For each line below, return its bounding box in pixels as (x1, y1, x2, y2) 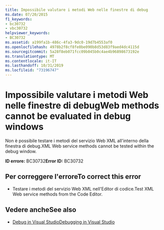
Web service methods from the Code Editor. (12, 191, 103, 197)
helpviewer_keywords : (5, 30, 50, 35)
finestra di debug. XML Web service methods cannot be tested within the (5, 143, 155, 149)
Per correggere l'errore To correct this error (5, 172, 141, 181)
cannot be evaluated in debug (5, 110, 131, 122)
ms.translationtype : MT (5, 53, 55, 59)
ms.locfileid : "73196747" (5, 68, 59, 73)
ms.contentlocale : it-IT (5, 58, 57, 63)
